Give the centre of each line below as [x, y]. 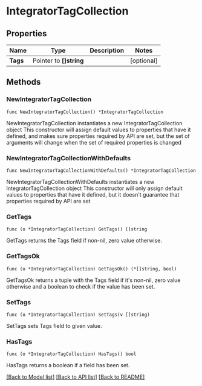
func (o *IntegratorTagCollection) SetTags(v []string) [78, 315]
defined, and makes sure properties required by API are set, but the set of [98, 136]
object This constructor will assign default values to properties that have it [99, 129]
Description [107, 51]
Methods [24, 82]
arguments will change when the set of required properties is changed [94, 142]
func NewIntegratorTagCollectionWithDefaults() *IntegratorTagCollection [101, 171]
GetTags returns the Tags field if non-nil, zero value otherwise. [84, 241]
